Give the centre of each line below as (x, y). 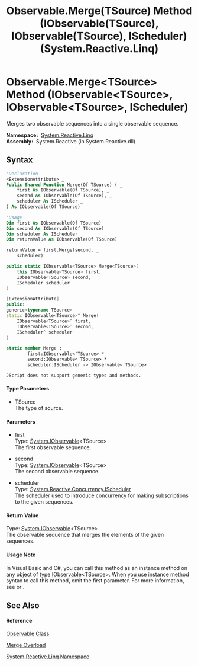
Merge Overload (26, 645)
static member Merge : (34, 348)
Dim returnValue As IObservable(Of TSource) (62, 239)
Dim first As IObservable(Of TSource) (54, 223)
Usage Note (21, 555)
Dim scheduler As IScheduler (42, 234)
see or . (15, 587)
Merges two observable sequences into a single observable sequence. (92, 123)
